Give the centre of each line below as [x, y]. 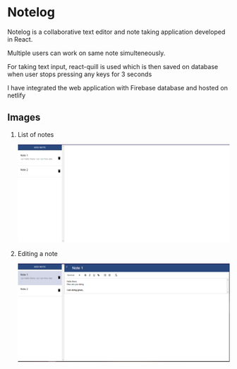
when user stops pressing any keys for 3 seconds [80, 74]
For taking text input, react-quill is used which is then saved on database [113, 66]
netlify [17, 95]
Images [24, 117]
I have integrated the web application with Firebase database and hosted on [117, 87]
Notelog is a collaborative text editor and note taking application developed [116, 32]
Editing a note [38, 253]
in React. [20, 39]
